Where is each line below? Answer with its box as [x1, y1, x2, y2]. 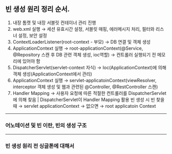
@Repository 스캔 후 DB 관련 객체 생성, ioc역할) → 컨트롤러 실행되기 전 [12, 51, 156, 57]
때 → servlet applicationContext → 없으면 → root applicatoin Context [12, 103, 156, 109]
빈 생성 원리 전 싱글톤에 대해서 [5, 143, 75, 150]
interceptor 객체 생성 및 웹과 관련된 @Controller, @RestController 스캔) [12, 84, 158, 90]
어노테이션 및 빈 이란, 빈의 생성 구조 [5, 122, 87, 129]
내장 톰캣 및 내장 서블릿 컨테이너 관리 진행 [12, 20, 96, 26]
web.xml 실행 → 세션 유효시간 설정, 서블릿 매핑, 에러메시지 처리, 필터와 [12, 26, 155, 32]
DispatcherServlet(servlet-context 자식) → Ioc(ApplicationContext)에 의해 [12, 64, 166, 70]
